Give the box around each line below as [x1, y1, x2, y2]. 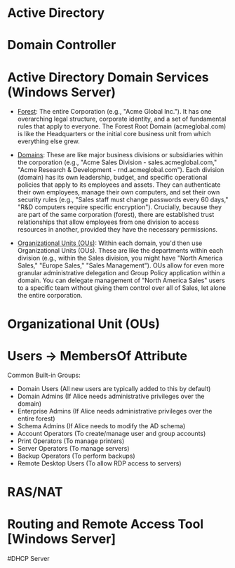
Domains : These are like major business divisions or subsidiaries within [17, 151, 223, 159]
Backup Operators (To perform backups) [17, 451, 135, 461]
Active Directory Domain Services [7, 69, 209, 85]
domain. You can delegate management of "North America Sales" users [17, 276, 226, 285]
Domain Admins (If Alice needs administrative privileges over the [17, 392, 205, 401]
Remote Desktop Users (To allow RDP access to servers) [17, 459, 182, 468]
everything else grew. [17, 137, 81, 145]
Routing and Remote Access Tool [7, 516, 204, 531]
